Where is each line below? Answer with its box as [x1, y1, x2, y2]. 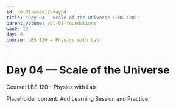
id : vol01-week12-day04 [6, 8, 67, 15]
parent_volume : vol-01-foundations [6, 20, 97, 26]
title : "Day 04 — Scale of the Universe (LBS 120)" [6, 15, 140, 21]
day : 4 [6, 32, 23, 38]
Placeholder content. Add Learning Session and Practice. [6, 95, 150, 102]
